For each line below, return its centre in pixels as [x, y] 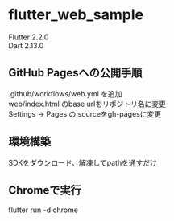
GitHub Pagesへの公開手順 [75, 73]
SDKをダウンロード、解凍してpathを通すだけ [83, 162]
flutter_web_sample [76, 15]
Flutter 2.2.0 [29, 37]
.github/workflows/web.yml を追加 [65, 93]
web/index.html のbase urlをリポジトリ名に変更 [87, 104]
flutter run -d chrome [43, 210]
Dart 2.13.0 [26, 45]
